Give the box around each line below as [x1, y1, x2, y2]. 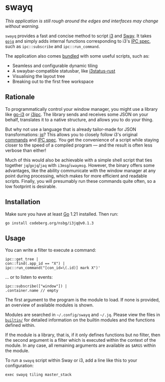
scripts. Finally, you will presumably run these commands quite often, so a [5, 178, 156, 184]
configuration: [5, 363, 34, 369]
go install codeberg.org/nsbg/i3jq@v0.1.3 [5, 221, 94, 226]
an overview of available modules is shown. [5, 302, 94, 308]
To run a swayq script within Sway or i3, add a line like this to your [5, 357, 137, 364]
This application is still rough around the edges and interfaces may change [5, 18, 159, 24]
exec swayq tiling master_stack [5, 372, 72, 378]
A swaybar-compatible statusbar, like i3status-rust [12, 68, 116, 74]
